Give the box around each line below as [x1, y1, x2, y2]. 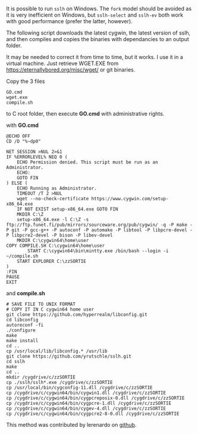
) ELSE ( [6, 180, 28, 186]
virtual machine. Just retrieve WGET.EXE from [6, 60, 119, 67]
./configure [6, 327, 36, 333]
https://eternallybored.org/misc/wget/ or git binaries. [6, 66, 136, 73]
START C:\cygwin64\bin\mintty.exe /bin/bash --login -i [27, 248, 169, 254]
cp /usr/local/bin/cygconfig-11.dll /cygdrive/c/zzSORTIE [6, 385, 153, 390]
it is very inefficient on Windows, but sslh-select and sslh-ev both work [6, 11, 183, 18]
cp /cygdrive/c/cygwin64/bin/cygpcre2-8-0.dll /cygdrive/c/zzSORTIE [6, 411, 180, 417]
